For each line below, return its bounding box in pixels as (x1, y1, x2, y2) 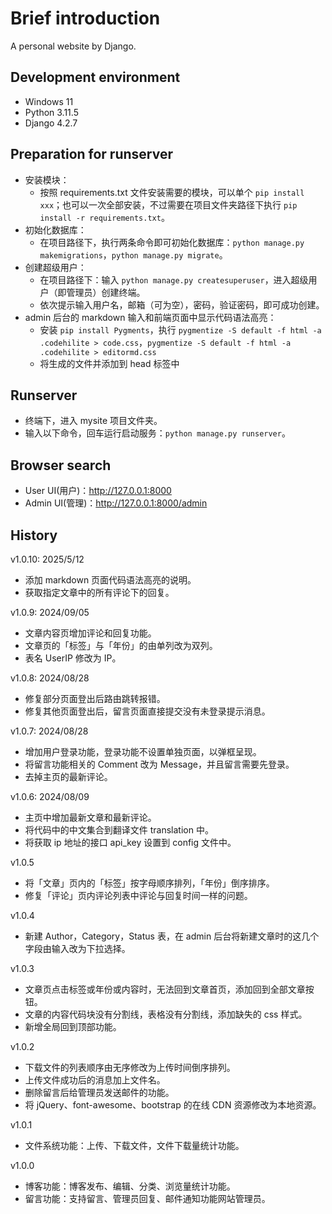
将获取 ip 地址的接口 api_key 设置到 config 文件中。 (24, 837, 237, 848)
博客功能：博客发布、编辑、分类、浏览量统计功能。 (24, 1180, 236, 1192)
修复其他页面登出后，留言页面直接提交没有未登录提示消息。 (24, 705, 271, 717)
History (10, 527, 58, 544)
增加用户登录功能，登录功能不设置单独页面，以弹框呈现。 (24, 746, 262, 757)
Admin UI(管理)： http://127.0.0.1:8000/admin (24, 497, 208, 509)
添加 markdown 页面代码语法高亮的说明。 (24, 574, 197, 586)
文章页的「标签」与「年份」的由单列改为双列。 (24, 640, 218, 651)
